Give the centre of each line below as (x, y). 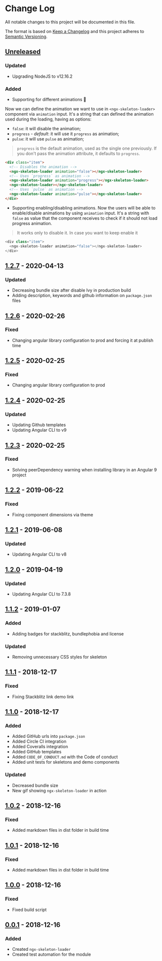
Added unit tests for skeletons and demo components (66, 762)
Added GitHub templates (37, 752)
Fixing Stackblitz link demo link (43, 697)
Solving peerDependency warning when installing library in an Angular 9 (84, 470)
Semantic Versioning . (26, 36)
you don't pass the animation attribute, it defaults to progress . (78, 153)
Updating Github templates (39, 425)
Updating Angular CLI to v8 (39, 554)
